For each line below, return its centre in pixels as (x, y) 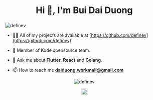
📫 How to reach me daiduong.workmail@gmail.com (68, 70)
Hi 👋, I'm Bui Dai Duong (84, 10)
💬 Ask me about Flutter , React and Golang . (57, 60)
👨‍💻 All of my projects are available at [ (52, 35)
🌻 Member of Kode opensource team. (51, 50)
